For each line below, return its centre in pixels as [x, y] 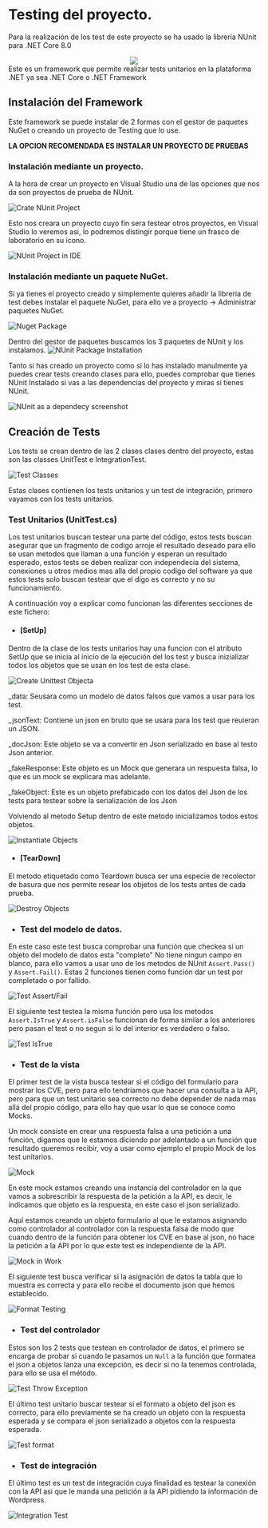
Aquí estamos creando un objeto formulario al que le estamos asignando [128, 1220]
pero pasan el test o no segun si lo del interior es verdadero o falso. [119, 1029]
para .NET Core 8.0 [40, 45]
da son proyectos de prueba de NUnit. [71, 193]
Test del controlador [60, 1330]
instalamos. [27, 350]
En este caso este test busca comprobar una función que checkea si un [126, 947]
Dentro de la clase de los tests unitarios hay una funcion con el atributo [125, 648]
